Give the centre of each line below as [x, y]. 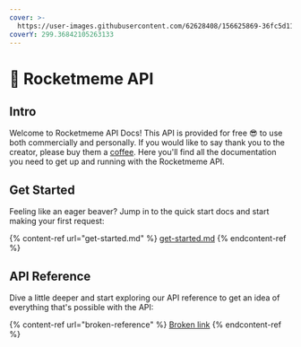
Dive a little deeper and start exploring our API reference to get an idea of [145, 298]
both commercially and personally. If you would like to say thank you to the [147, 143]
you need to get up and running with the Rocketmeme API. [117, 161]
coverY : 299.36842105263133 [62, 34]
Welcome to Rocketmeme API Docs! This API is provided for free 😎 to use [146, 133]
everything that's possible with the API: [82, 307]
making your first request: [57, 221]
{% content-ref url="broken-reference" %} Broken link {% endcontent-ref [146, 325]
